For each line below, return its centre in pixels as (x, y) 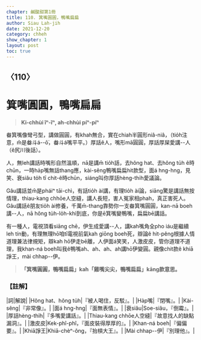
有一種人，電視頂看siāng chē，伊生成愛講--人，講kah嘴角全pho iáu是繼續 (98, 226)
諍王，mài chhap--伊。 (35, 257)
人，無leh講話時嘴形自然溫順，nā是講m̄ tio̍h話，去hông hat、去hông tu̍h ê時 (100, 163)
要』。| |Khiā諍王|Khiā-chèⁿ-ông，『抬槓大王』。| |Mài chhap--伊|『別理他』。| (100, 331)
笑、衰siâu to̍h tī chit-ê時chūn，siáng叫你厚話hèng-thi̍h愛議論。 (86, 178)
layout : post (23, 46)
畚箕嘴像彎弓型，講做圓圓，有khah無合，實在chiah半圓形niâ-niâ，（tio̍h (94, 135)
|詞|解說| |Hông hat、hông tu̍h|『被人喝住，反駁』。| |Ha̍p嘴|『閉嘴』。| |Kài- (100, 301)
